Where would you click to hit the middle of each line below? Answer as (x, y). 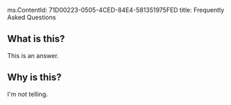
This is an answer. (33, 55)
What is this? (36, 39)
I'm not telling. (28, 94)
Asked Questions (32, 17)
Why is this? (34, 78)
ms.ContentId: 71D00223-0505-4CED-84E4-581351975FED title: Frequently (116, 10)
